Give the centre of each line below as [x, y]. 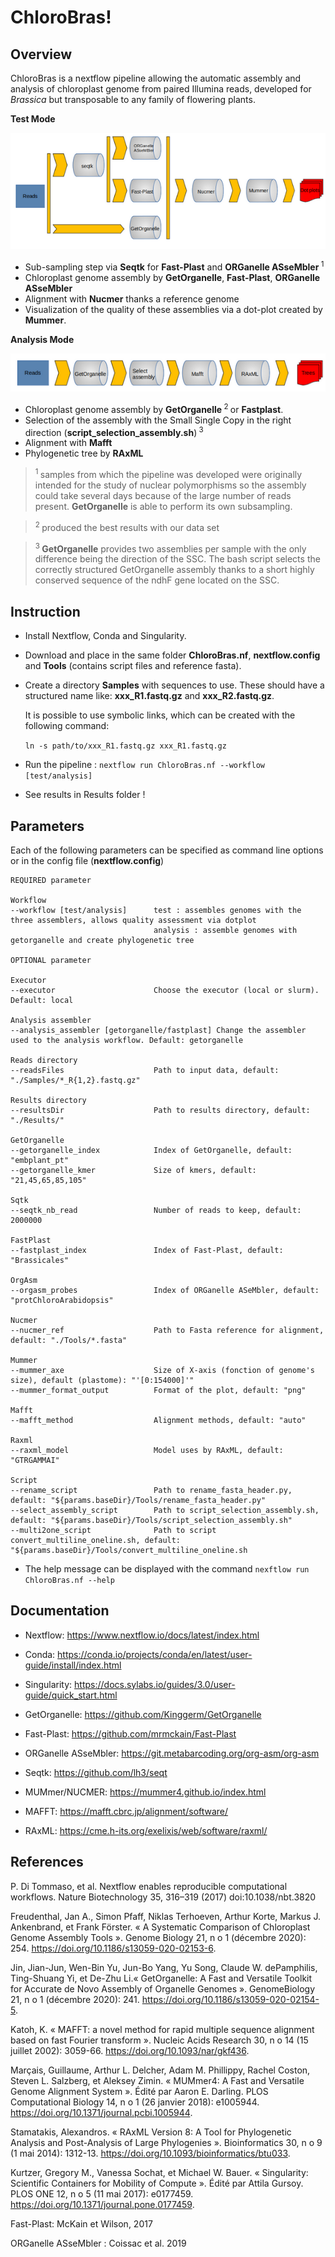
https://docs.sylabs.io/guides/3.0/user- [155, 1684]
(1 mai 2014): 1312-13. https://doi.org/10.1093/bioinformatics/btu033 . [150, 2153]
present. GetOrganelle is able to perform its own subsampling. [163, 507]
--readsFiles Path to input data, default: [145, 1070]
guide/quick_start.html [71, 1695]
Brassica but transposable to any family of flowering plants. [133, 99]
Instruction [45, 611]
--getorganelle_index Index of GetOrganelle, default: [151, 1150]
